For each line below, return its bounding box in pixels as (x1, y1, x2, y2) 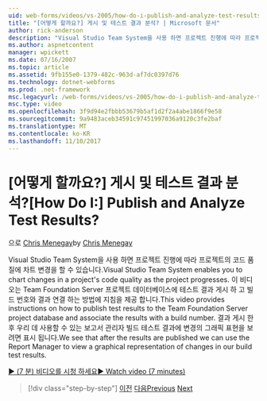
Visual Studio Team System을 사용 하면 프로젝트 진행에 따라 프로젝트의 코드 (8, 255, 246, 264)
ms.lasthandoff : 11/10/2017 (8, 137, 102, 145)
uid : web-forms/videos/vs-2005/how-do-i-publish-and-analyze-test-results (8, 11, 261, 20)
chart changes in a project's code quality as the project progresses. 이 (8, 275, 238, 284)
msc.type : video (8, 100, 62, 108)
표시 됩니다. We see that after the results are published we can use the (22, 333, 250, 342)
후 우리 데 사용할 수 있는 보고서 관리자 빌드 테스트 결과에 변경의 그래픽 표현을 (8, 323, 246, 333)
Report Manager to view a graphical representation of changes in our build (8, 342, 253, 352)
